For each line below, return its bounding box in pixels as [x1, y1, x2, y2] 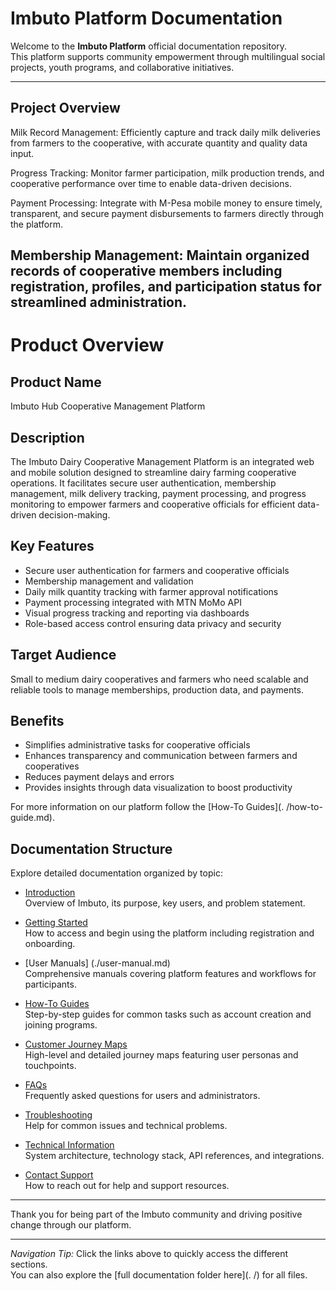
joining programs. [24, 1019, 98, 1031]
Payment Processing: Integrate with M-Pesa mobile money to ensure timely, [10, 197, 323, 209]
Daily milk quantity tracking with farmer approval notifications [24, 585, 279, 597]
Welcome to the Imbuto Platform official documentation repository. [10, 40, 288, 52]
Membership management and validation [24, 575, 194, 587]
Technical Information [24, 1139, 115, 1151]
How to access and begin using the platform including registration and [24, 927, 315, 939]
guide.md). [10, 812, 55, 824]
